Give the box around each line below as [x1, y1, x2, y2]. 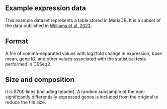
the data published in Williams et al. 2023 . [5, 22, 92, 28]
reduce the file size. [5, 99, 46, 105]
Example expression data [5, 4, 87, 12]
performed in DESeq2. [5, 61, 52, 67]
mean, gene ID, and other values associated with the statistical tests [5, 55, 146, 61]
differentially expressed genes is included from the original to [31, 94, 158, 100]
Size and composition [5, 75, 74, 84]
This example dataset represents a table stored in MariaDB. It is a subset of [5, 17, 161, 23]
